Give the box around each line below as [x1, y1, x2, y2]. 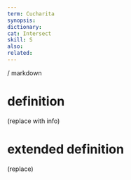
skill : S [7, 37, 33, 44]
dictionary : [7, 23, 42, 30]
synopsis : [7, 17, 36, 24]
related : [7, 50, 33, 57]
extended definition [7, 141, 125, 157]
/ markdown [7, 68, 42, 77]
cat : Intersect [7, 30, 52, 37]
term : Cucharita [7, 10, 55, 18]
